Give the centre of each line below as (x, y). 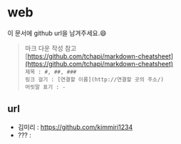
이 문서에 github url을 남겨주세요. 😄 (57, 33)
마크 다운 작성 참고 (51, 48)
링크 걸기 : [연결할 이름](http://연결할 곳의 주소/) (94, 79)
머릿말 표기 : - (45, 87)
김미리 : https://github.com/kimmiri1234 (75, 127)
